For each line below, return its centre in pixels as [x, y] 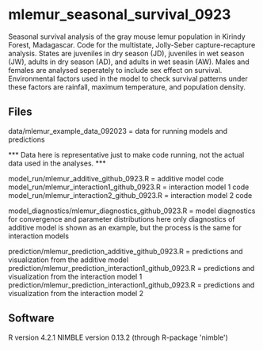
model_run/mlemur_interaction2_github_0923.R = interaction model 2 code [130, 195]
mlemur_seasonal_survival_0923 [120, 15]
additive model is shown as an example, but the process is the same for [125, 227]
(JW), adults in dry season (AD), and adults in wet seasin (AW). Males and [129, 62]
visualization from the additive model [69, 260]
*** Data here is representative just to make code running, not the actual [126, 154]
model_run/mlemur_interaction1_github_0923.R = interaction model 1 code [129, 187]
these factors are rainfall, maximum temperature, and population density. [127, 87]
